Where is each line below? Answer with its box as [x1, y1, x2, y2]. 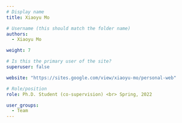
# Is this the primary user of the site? [6, 58, 112, 65]
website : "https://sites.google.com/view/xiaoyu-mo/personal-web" [6, 75, 177, 81]
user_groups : [6, 102, 39, 109]
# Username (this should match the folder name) [6, 25, 131, 31]
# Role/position [6, 86, 47, 92]
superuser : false [6, 64, 50, 70]
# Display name [6, 8, 45, 15]
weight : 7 [6, 48, 31, 54]
